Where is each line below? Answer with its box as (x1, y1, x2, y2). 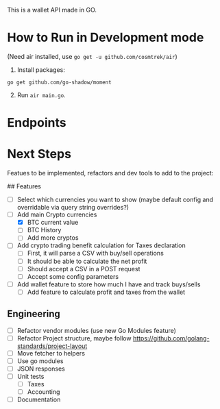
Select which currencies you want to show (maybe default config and (16, 195, 214, 204)
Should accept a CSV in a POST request (27, 264, 140, 273)
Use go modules (16, 356, 64, 365)
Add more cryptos (27, 234, 79, 242)
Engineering (7, 308, 60, 320)
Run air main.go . (16, 90, 66, 99)
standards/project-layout (16, 342, 88, 350)
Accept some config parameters (27, 272, 119, 280)
